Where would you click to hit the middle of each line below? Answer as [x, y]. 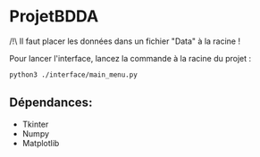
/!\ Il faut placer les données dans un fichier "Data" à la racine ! [125, 41]
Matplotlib [41, 143]
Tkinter [35, 124]
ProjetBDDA [54, 17]
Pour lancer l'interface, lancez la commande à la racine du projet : [130, 58]
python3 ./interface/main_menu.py [74, 74]
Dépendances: [51, 103]
